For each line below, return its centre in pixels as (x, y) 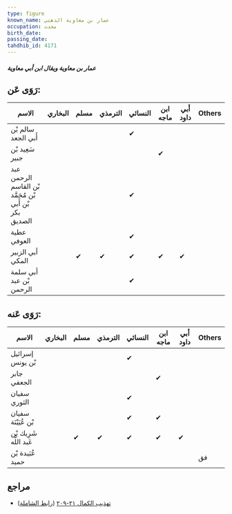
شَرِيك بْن (24, 433)
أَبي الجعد (24, 138)
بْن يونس (23, 362)
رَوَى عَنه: (24, 314)
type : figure (26, 13)
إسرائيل (22, 354)
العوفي (21, 241)
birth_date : (24, 33)
